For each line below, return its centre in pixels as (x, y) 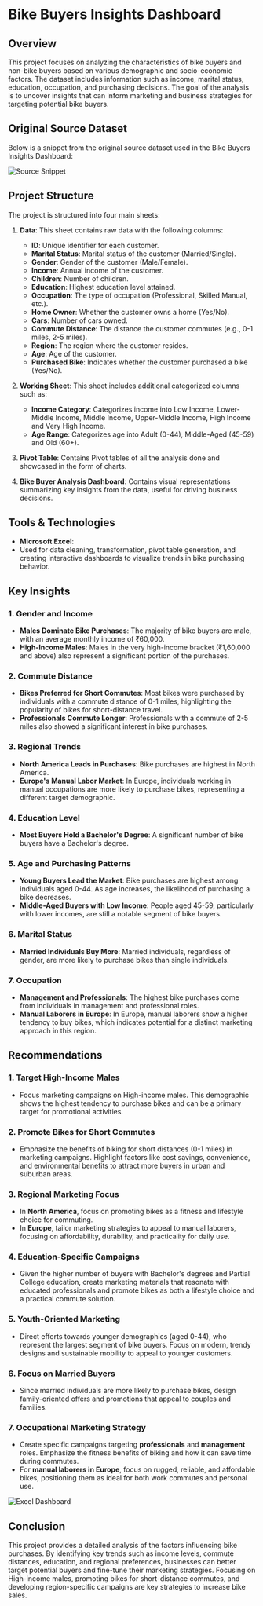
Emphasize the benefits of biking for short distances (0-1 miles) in (126, 1149)
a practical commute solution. (68, 1299)
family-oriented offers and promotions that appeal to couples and (125, 1399)
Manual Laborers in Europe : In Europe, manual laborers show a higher (133, 1014)
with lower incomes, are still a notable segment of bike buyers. (121, 914)
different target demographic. (67, 797)
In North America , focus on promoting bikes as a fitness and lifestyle (131, 1212)
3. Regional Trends (44, 747)
